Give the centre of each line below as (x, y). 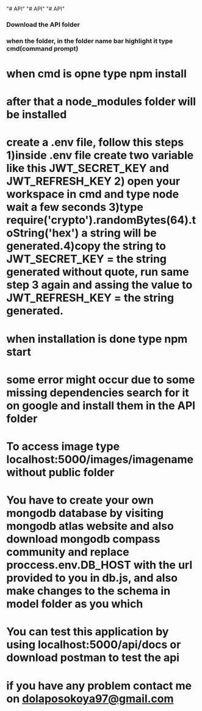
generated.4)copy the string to (86, 246)
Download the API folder (43, 24)
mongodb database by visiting (85, 513)
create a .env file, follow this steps (95, 142)
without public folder (60, 472)
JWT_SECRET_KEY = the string (86, 259)
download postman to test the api (93, 658)
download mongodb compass (83, 539)
